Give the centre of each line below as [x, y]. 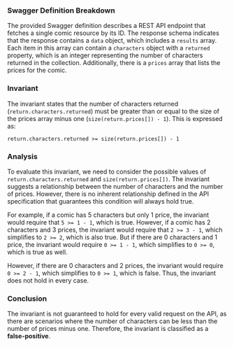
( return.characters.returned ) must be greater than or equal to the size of [114, 111]
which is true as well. [37, 252]
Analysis [23, 156]
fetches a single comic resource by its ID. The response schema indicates [114, 33]
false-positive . [29, 336]
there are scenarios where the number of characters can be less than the [112, 321]
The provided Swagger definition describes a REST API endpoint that [107, 26]
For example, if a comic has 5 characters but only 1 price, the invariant [108, 215]
